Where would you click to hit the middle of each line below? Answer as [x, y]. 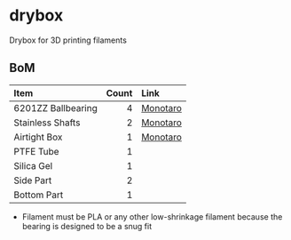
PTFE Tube [36, 151]
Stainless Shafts [47, 123]
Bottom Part [39, 195]
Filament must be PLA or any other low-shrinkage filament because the [152, 216]
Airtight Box [38, 137]
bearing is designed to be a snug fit [87, 226]
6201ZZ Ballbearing [55, 108]
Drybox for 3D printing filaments [68, 40]
